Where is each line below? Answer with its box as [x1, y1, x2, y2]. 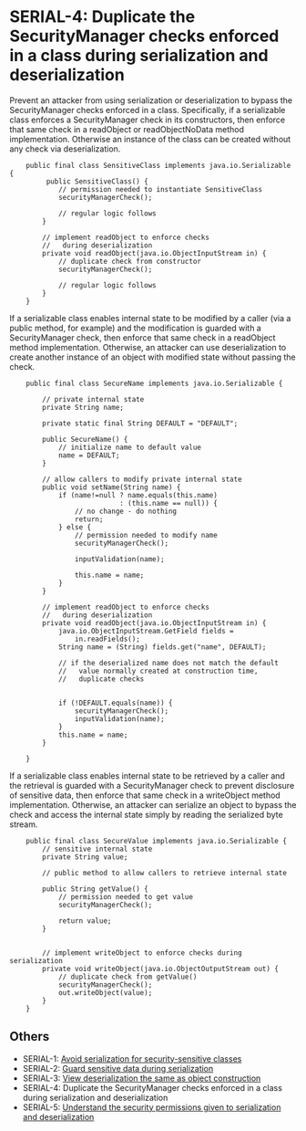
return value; [57, 916, 112, 926]
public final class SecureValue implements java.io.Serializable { [25, 836, 287, 845]
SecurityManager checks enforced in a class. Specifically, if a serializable [9, 104, 286, 115]
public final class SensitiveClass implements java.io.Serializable [25, 161, 291, 170]
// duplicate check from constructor [57, 257, 202, 266]
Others [9, 1029, 50, 1044]
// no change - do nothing [74, 507, 178, 516]
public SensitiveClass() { [46, 176, 148, 186]
